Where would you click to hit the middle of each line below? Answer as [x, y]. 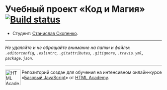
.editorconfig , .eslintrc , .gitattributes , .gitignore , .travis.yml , [74, 52]
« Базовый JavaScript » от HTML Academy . [65, 77]
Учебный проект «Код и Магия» [75, 9]
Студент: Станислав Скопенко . [45, 33]
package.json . [19, 58]
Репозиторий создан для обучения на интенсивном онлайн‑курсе [92, 72]
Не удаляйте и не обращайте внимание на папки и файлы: [68, 47]
